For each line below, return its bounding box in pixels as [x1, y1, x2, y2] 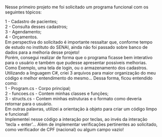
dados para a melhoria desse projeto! [5, 49, 80, 55]
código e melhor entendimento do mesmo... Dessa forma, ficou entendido [5, 75, 153, 81]
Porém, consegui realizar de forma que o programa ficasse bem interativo [5, 55, 153, 60]
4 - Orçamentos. [5, 34, 38, 40]
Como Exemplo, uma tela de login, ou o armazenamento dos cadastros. [5, 65, 148, 71]
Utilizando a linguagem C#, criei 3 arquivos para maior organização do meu [5, 70, 156, 76]
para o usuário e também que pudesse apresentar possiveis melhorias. [5, 60, 147, 65]
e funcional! [5, 111, 29, 117]
